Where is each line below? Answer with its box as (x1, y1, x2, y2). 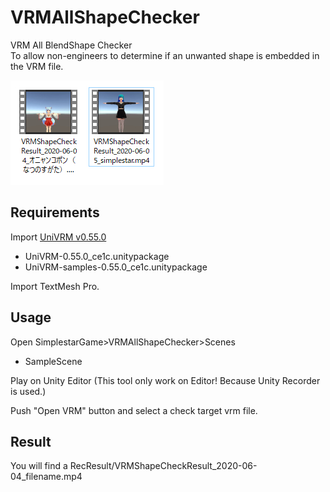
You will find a (10, 460, 68, 472)
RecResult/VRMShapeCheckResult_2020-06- (69, 460, 258, 472)
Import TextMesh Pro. (10, 280, 100, 292)
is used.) (10, 385, 47, 397)
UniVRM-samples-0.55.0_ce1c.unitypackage (24, 261, 208, 273)
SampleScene (24, 355, 83, 367)
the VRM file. (10, 60, 64, 72)
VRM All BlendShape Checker (10, 39, 133, 51)
